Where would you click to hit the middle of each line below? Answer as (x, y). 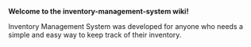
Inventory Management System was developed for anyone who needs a (126, 26)
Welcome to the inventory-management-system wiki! (98, 11)
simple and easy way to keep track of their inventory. (95, 35)
